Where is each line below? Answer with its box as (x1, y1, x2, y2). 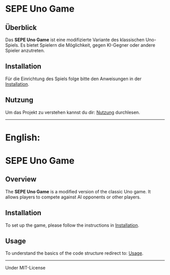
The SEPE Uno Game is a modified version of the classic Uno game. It (5, 188, 151, 194)
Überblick (5, 23, 37, 32)
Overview (5, 175, 37, 184)
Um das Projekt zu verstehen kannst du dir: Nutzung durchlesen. (5, 109, 140, 115)
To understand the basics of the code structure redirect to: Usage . (5, 250, 144, 256)
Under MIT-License (5, 265, 46, 271)
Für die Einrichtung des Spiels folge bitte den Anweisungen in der (5, 76, 142, 82)
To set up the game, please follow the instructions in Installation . (5, 222, 139, 228)
